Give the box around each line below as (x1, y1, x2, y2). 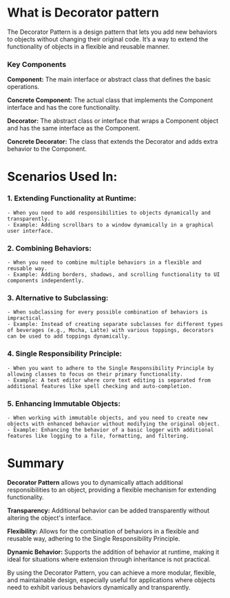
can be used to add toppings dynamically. (7, 333, 131, 340)
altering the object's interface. (7, 513, 93, 522)
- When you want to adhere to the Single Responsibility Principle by (7, 365, 214, 372)
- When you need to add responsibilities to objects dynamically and (7, 209, 211, 216)
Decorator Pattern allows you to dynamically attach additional (7, 478, 184, 486)
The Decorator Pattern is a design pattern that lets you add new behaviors (7, 28, 218, 36)
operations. (7, 83, 40, 91)
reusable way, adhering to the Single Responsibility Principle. (7, 534, 180, 543)
